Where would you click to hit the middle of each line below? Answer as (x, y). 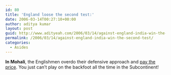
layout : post (19, 29)
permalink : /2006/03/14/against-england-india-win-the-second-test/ (79, 38)
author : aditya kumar (28, 24)
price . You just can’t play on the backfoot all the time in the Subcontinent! (82, 67)
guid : (11, 33)
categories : (18, 43)
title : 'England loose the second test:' (50, 15)
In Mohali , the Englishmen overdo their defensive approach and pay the (80, 61)
